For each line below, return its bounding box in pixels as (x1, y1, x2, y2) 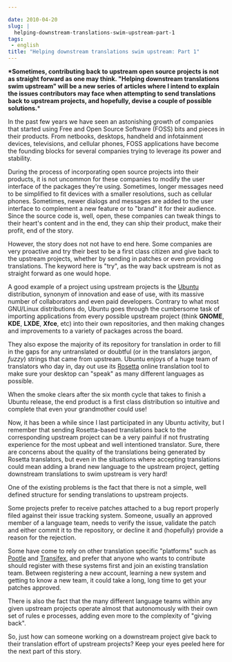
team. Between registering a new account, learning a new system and (8, 569, 206, 577)
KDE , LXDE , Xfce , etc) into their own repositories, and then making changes (8, 320, 225, 327)
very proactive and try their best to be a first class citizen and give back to (8, 247, 220, 255)
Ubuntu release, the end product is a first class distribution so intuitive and (8, 398, 220, 405)
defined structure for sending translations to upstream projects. (8, 490, 188, 499)
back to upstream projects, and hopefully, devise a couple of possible (8, 97, 212, 104)
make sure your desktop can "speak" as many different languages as (8, 369, 204, 378)
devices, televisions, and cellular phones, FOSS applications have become (8, 140, 220, 147)
